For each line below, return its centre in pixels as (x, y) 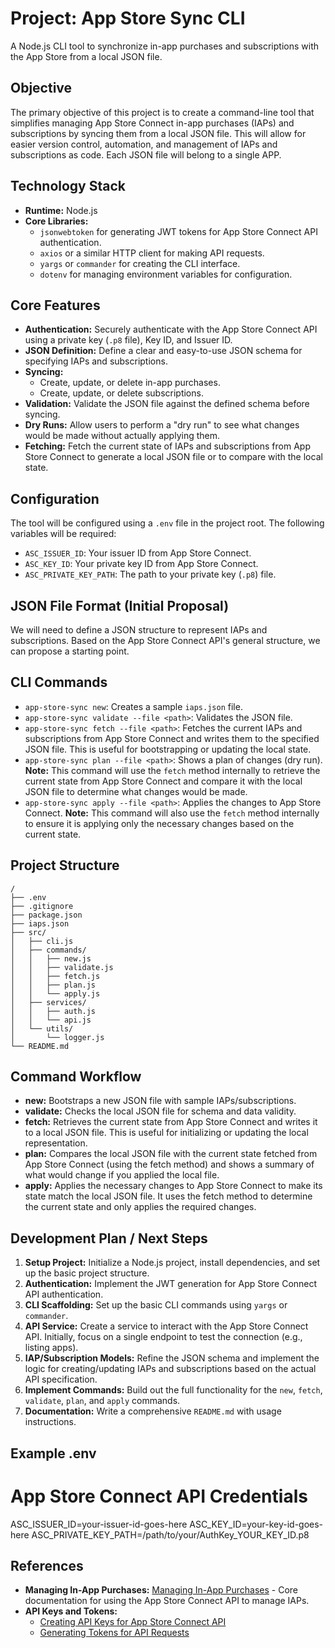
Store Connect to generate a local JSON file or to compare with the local (173, 457)
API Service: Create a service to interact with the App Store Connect (166, 1326)
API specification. (61, 1379)
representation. (56, 1143)
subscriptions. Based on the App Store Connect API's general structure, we (165, 640)
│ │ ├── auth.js (53, 1011)
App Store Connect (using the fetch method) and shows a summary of (169, 1164)
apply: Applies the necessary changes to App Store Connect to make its (173, 1186)
